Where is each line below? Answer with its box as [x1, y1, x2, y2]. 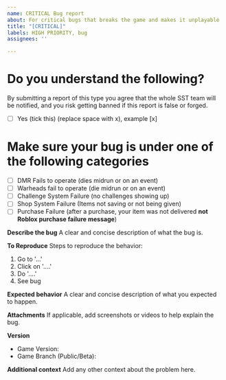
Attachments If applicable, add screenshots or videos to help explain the [7, 311, 214, 320]
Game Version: [16, 345, 60, 353]
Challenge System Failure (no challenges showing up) [16, 192, 170, 200]
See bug [16, 277, 41, 285]
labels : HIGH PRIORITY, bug [7, 29, 88, 36]
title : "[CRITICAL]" [7, 23, 67, 30]
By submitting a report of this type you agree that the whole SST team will [7, 94, 216, 102]
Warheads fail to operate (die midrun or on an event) [16, 184, 166, 192]
